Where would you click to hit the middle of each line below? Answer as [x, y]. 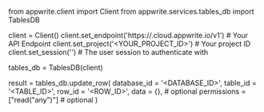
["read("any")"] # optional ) [53, 100]
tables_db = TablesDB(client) [56, 68]
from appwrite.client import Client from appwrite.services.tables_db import [131, 12]
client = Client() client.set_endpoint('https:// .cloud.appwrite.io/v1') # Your [128, 35]
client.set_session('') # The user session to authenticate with [108, 52]
